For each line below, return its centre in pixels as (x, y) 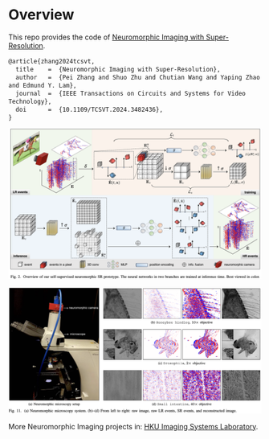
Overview (41, 15)
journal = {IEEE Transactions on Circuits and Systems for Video (131, 93)
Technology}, (30, 101)
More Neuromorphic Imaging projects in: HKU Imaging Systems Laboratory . (133, 426)
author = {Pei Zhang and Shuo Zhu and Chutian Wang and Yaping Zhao (138, 77)
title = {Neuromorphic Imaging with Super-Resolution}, (118, 69)
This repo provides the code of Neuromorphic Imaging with (106, 37)
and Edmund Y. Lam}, (43, 85)
